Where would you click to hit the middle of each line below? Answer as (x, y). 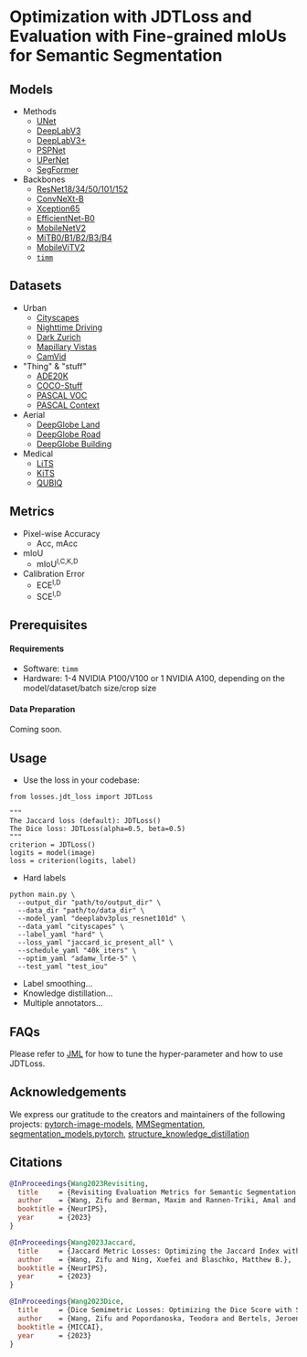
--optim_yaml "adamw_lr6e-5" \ (77, 959)
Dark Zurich (58, 337)
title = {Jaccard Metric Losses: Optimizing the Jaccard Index (149, 1251)
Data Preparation (42, 709)
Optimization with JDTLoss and (131, 17)
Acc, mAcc (57, 543)
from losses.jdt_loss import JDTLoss (81, 797)
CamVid (51, 356)
